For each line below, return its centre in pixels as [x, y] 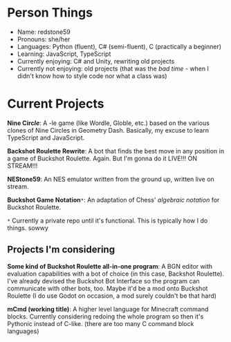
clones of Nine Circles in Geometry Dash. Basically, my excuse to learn [108, 130]
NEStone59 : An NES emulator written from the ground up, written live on [111, 179]
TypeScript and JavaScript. [46, 137]
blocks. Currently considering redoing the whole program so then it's [105, 316]
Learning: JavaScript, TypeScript [64, 54]
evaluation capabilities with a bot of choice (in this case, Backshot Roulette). [116, 274]
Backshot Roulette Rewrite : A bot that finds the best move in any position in [116, 151]
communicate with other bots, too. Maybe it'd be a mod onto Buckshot [108, 288]
